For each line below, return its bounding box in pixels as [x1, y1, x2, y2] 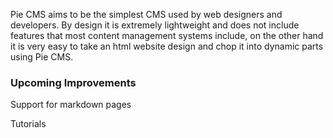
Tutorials [10, 118, 47, 130]
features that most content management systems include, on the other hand [10, 30, 324, 41]
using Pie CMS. [10, 51, 74, 63]
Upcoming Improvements [10, 75, 137, 89]
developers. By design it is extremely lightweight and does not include [10, 19, 300, 31]
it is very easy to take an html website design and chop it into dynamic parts [10, 40, 324, 52]
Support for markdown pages [10, 99, 132, 111]
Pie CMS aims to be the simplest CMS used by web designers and [10, 9, 283, 20]
